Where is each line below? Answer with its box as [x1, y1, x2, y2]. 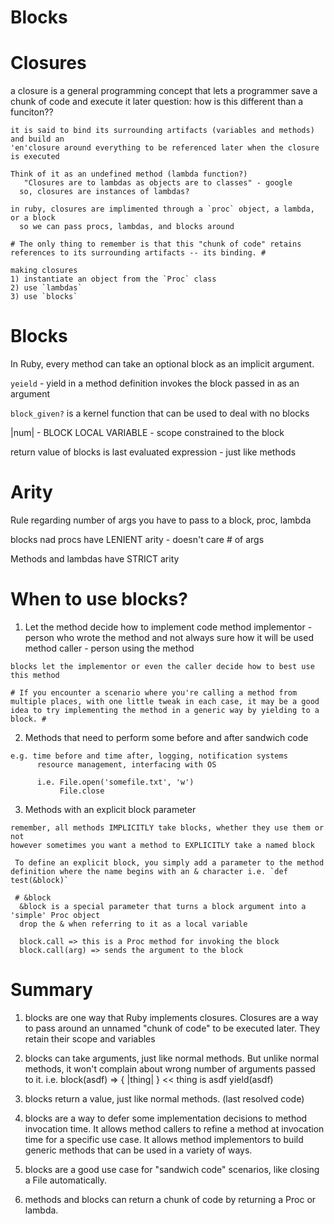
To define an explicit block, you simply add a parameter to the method [14, 857, 325, 868]
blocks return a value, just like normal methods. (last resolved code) [24, 1092, 305, 1105]
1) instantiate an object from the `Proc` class [10, 274, 217, 285]
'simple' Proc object [10, 910, 101, 920]
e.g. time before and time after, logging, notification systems [10, 751, 288, 761]
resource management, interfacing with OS [36, 759, 217, 770]
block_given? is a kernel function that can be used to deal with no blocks [10, 407, 310, 420]
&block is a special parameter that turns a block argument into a [19, 901, 307, 911]
